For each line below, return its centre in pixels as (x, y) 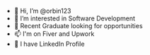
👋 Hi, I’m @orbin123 (42, 11)
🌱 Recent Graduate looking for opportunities (78, 26)
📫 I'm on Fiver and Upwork (54, 34)
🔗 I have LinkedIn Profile (49, 44)
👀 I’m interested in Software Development (75, 18)
